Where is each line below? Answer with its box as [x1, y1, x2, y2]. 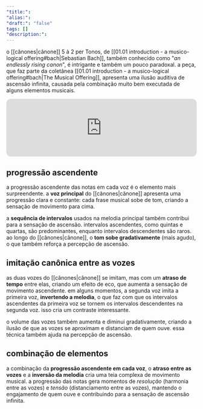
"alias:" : [6, 15, 31, 21]
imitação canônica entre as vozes [6, 258, 135, 268]
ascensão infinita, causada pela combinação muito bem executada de [6, 80, 180, 88]
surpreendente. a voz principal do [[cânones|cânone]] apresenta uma [6, 189, 181, 197]
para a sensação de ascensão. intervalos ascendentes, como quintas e [6, 221, 183, 228]
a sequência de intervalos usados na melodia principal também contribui [6, 214, 189, 221]
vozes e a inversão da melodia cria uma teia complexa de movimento [6, 371, 180, 378]
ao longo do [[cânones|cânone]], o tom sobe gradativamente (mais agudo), [6, 234, 196, 241]
